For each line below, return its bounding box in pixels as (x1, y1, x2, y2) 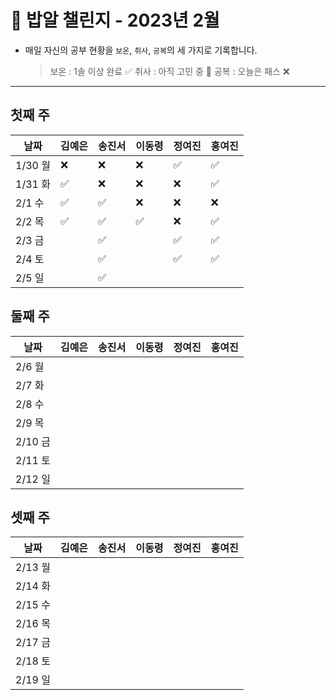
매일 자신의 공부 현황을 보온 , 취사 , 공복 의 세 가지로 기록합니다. (24, 44, 258, 56)
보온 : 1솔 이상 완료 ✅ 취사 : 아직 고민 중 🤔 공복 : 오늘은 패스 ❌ (49, 65, 290, 77)
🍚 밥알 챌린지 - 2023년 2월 (10, 9, 220, 32)
